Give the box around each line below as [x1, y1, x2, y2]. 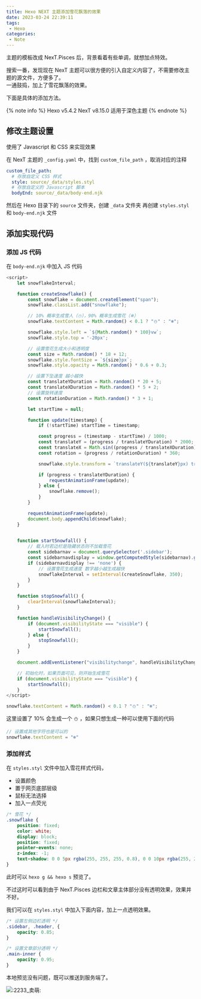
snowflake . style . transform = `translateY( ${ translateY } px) [38, 461, 188, 467]
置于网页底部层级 [14, 785, 57, 792]
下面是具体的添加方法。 [6, 94, 64, 101]
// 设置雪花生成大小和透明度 [28, 346, 90, 352]
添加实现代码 [6, 228, 54, 238]
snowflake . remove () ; [48, 489, 100, 495]
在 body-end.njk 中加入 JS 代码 [6, 262, 83, 270]
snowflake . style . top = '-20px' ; [28, 335, 109, 341]
